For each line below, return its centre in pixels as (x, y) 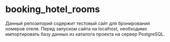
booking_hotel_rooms (53, 9)
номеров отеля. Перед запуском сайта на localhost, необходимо (76, 28)
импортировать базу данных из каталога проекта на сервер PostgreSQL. (85, 34)
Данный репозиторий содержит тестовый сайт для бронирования (78, 23)
